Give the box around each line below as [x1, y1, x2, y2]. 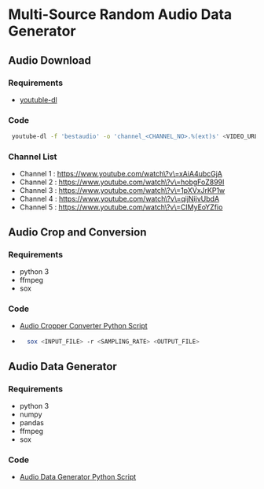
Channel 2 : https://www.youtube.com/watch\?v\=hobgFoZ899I [19, 177, 225, 187]
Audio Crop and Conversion [8, 225, 147, 239]
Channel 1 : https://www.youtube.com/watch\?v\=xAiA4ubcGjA [19, 169, 222, 179]
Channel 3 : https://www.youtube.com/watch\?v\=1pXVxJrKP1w [19, 186, 225, 195]
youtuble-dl [19, 94, 57, 104]
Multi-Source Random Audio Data [8, 6, 233, 24]
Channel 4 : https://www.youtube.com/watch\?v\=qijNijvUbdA [19, 194, 220, 204]
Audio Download [8, 54, 92, 67]
